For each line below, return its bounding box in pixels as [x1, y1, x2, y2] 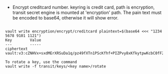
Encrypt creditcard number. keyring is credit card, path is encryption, [12, 4, 155, 10]
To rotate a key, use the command [5, 59, 77, 64]
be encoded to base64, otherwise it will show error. [12, 15, 118, 20]
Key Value [5, 37, 41, 42]
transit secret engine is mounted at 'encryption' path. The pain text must [12, 9, 161, 15]
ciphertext [5, 46, 28, 51]
